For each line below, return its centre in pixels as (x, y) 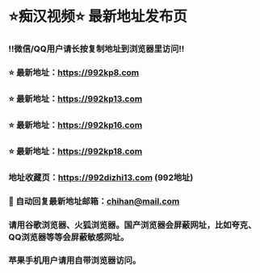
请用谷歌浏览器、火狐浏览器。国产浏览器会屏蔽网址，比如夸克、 (132, 225)
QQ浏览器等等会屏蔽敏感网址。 (69, 237)
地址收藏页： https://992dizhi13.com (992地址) (101, 177)
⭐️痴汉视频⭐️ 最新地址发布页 (98, 17)
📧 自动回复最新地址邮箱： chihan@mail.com (94, 201)
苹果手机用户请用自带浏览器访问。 (75, 261)
